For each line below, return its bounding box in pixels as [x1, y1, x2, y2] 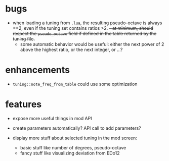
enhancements [5, 64, 70, 76]
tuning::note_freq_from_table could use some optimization [12, 81, 138, 87]
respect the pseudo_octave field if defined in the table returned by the [12, 30, 157, 36]
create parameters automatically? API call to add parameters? [12, 125, 142, 131]
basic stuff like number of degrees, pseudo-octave [20, 144, 126, 150]
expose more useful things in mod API [12, 115, 92, 121]
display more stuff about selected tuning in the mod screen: [12, 135, 138, 141]
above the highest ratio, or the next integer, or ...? [20, 46, 123, 52]
